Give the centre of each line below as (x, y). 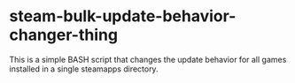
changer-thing (63, 35)
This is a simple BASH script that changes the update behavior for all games (148, 59)
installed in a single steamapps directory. (84, 69)
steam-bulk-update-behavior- (123, 16)
